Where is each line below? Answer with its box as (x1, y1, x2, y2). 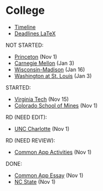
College (5, 4, 46, 17)
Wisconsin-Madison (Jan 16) (14, 65, 85, 73)
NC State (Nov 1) (14, 178, 56, 185)
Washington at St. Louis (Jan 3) (14, 72, 92, 79)
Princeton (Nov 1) (14, 53, 57, 60)
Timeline (14, 23, 36, 31)
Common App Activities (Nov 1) (14, 148, 92, 156)
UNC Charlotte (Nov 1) (14, 125, 70, 132)
